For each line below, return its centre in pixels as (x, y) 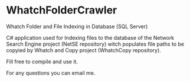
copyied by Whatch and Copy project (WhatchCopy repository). (83, 50)
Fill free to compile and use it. (42, 61)
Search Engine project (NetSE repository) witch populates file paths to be (95, 44)
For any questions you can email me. (51, 73)
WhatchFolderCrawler (62, 10)
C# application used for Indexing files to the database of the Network (90, 37)
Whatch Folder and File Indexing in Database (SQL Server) (77, 26)
